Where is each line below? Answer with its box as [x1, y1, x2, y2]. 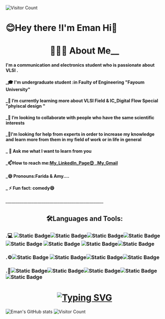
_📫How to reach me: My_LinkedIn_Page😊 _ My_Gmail [5, 160, 118, 166]
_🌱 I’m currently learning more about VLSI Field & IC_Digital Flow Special [5, 98, 158, 104]
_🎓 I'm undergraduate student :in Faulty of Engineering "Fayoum [5, 79, 144, 85]
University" [5, 86, 30, 92]
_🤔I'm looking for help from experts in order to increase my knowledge [5, 131, 154, 137]
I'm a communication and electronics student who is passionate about [5, 62, 155, 68]
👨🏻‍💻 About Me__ [49, 45, 119, 57]
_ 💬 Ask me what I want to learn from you [5, 148, 92, 154]
